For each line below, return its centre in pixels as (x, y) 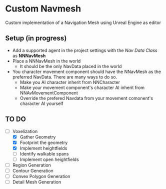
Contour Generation (33, 171)
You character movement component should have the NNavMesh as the (87, 71)
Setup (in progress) (36, 38)
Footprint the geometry (44, 142)
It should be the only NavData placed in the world (71, 66)
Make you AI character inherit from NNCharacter (70, 82)
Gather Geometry (38, 137)
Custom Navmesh (43, 9)
